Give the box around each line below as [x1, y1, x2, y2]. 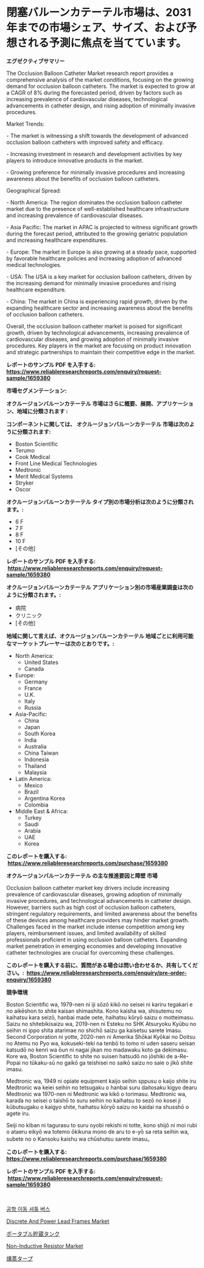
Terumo [15, 446, 35, 454]
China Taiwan [24, 749, 59, 757]
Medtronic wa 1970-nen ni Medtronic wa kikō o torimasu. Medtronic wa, [6, 1090, 187, 1097]
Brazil [24, 788, 39, 796]
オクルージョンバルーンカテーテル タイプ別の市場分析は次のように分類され [6, 498, 194, 505]
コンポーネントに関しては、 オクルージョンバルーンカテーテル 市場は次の [6, 420, 190, 427]
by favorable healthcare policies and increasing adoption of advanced [6, 254, 182, 262]
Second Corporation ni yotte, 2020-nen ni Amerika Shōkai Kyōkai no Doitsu [6, 1033, 196, 1040]
